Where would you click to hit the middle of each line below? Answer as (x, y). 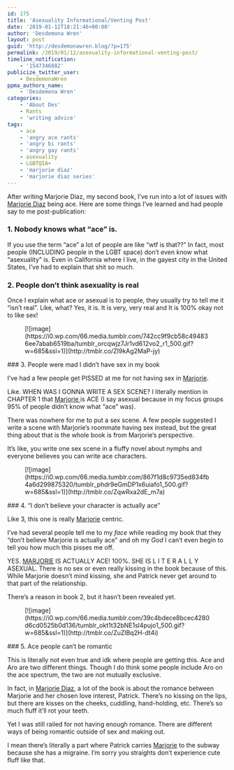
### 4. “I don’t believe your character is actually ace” (84, 505)
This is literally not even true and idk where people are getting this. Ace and (116, 660)
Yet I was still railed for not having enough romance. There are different (110, 724)
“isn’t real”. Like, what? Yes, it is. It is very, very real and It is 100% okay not (115, 308)
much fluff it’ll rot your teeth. (48, 710)
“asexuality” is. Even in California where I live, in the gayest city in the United (117, 259)
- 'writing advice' (48, 118)
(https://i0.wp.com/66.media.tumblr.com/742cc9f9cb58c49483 (116, 336)
